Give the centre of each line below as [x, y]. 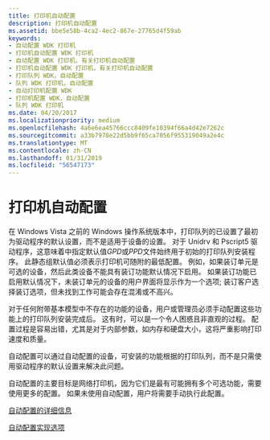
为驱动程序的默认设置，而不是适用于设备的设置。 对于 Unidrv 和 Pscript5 [129, 241]
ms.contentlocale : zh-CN [50, 150]
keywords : [25, 38]
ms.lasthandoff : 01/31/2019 [55, 158]
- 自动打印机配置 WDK [40, 90]
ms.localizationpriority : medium [64, 121]
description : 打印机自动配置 [53, 23]
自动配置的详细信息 [40, 410]
